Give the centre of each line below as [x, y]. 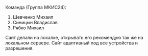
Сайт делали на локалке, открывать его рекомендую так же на [74, 38]
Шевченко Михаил [33, 17]
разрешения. [20, 48]
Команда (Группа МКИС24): [36, 7]
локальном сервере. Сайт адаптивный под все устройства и [72, 43]
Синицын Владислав [35, 22]
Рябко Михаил [28, 28]
